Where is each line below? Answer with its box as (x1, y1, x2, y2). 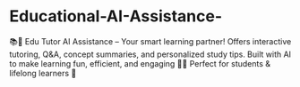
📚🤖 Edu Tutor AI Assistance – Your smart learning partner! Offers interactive (9, 36, 292, 46)
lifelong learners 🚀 (9, 67, 77, 78)
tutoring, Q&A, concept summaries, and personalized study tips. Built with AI (9, 49, 292, 59)
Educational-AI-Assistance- (9, 6, 223, 27)
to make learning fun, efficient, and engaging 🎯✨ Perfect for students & (9, 58, 271, 68)
